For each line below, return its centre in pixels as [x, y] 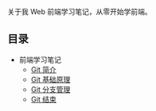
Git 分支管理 [51, 89]
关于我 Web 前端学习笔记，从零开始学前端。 [80, 11]
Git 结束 [43, 99]
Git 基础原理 [51, 79]
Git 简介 [43, 69]
